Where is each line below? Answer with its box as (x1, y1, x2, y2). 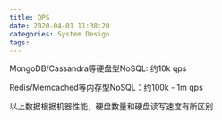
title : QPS (9, 12, 50, 22)
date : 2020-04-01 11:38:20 (9, 21, 110, 30)
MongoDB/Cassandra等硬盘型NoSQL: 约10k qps (9, 63, 187, 74)
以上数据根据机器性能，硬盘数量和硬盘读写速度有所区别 (9, 101, 213, 112)
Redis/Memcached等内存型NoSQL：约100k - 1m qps (9, 82, 203, 93)
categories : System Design (9, 29, 110, 38)
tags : (9, 37, 30, 47)
